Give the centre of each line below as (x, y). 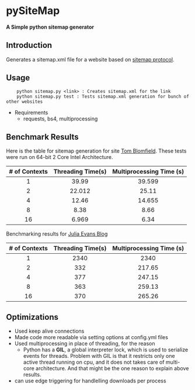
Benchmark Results (42, 137)
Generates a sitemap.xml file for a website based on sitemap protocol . (90, 59)
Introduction (29, 45)
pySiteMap (33, 11)
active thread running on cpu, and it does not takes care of (94, 362)
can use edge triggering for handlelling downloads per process (90, 381)
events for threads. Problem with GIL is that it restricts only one (99, 356)
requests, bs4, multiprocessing (60, 119)
